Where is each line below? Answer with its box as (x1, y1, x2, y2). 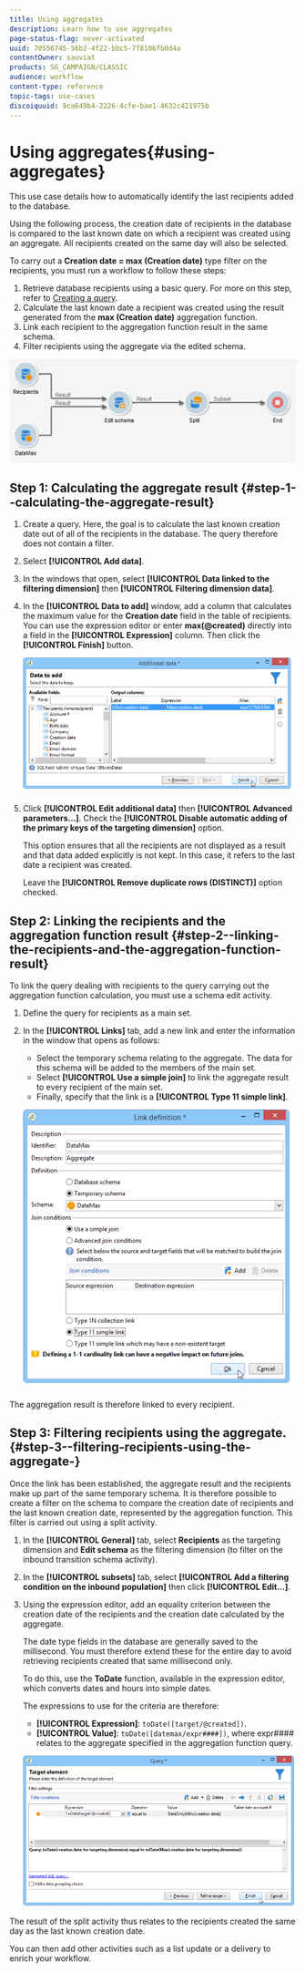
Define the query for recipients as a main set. (22, 1007, 193, 1018)
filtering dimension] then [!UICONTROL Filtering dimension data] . (22, 584, 275, 594)
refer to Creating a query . (22, 293, 118, 304)
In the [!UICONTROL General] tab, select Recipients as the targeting (22, 1534, 280, 1545)
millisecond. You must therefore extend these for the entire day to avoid (22, 1646, 292, 1657)
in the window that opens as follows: (22, 1035, 160, 1046)
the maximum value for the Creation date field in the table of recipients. (22, 611, 292, 622)
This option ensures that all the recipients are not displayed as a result (22, 840, 286, 852)
